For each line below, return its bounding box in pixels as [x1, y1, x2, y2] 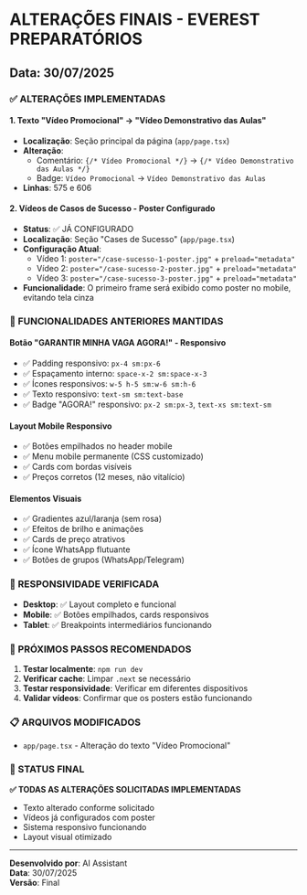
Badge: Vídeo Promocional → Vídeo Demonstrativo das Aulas [36, 172, 267, 183]
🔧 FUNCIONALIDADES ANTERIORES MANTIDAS [9, 314, 224, 327]
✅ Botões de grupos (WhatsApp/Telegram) [22, 554, 185, 566]
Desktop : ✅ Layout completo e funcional [22, 599, 176, 610]
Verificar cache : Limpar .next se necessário [22, 673, 192, 685]
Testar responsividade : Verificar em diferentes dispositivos [22, 683, 249, 694]
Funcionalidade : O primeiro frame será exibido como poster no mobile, [22, 282, 291, 293]
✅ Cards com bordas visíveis [22, 462, 132, 473]
